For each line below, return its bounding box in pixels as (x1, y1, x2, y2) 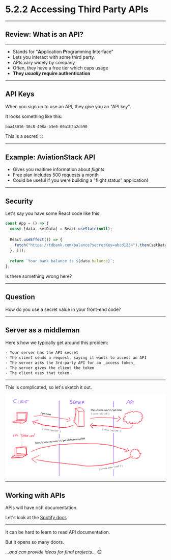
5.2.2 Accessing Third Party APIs (5, 4, 149, 15)
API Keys (5, 90, 35, 99)
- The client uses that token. (5, 370, 72, 376)
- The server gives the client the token (5, 365, 95, 371)
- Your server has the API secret (5, 350, 79, 355)
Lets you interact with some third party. (12, 54, 95, 60)
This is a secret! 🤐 (5, 133, 43, 139)
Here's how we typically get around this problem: (5, 339, 108, 346)
